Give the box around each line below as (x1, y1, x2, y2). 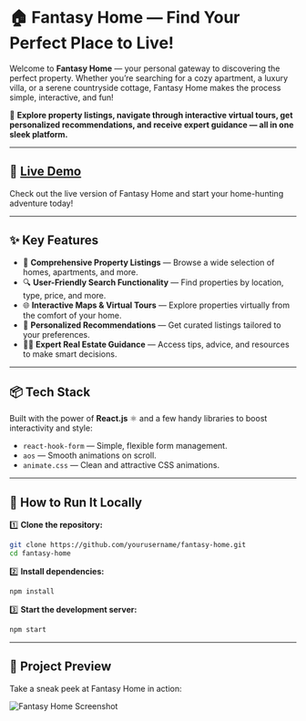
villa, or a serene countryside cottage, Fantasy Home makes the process (9, 82, 281, 93)
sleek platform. (9, 128, 68, 139)
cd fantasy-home (9, 549, 71, 558)
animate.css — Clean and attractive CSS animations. (22, 460, 220, 471)
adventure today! (9, 198, 74, 208)
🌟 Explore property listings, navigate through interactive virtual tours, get (9, 109, 293, 120)
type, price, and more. (22, 289, 107, 300)
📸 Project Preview (9, 659, 112, 675)
